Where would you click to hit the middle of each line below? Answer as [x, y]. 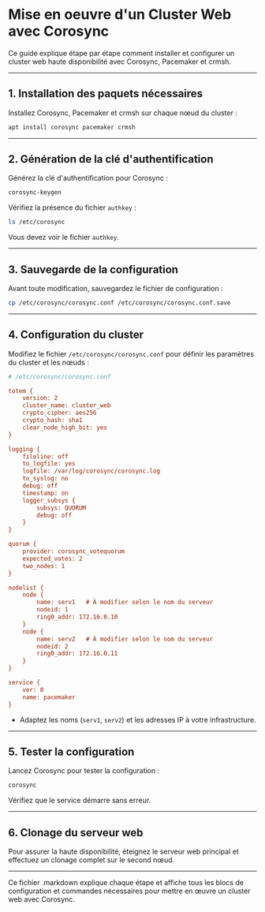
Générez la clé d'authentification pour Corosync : [88, 178]
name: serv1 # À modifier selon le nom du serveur [125, 602]
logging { [24, 449]
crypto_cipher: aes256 [60, 413]
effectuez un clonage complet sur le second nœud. [91, 860]
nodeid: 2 [52, 646]
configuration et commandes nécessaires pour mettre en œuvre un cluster [129, 891]
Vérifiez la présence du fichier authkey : [72, 207]
